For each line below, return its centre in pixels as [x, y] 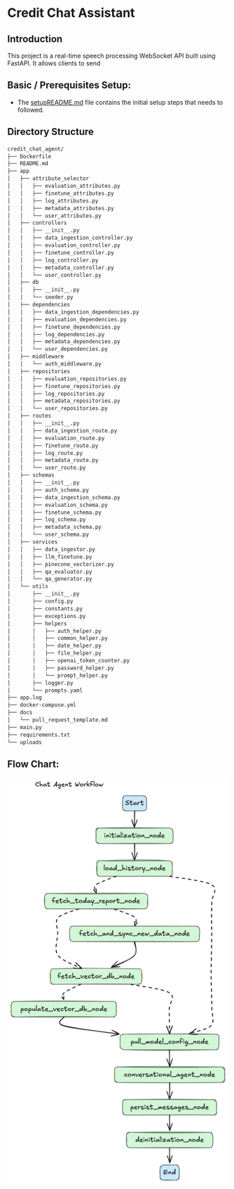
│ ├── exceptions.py [47, 616]
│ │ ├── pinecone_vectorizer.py [61, 564]
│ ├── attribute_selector [48, 179]
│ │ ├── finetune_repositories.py [64, 386]
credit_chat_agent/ [36, 149]
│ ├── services [33, 542]
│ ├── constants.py [45, 609]
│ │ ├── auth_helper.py [54, 631]
